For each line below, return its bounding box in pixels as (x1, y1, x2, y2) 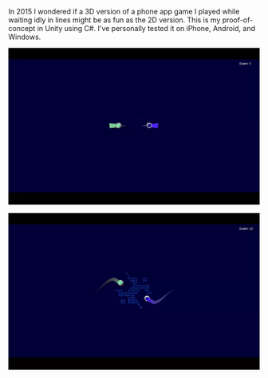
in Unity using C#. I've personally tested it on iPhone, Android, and (37, 24, 256, 33)
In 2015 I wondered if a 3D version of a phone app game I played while (8, 7, 240, 16)
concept (8, 24, 36, 33)
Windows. (8, 32, 41, 41)
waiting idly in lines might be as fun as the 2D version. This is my (8, 15, 221, 25)
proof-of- (222, 15, 254, 25)
